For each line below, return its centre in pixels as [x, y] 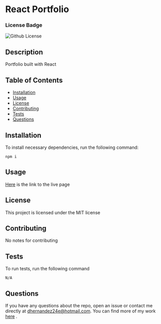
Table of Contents [34, 80]
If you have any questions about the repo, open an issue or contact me [79, 305]
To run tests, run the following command [47, 269]
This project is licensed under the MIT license [53, 212]
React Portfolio [37, 9]
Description [24, 52]
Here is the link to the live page [37, 184]
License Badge [24, 25]
